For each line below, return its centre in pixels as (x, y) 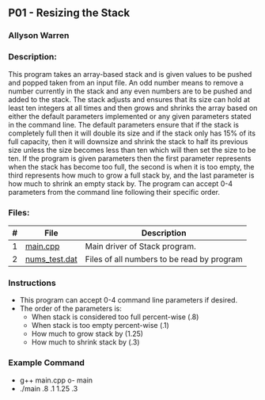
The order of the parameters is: (71, 309)
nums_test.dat (51, 259)
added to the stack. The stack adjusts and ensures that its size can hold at (129, 99)
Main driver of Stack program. (140, 246)
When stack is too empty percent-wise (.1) (100, 326)
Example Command (47, 363)
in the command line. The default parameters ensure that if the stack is (124, 124)
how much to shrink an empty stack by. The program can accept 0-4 (121, 183)
